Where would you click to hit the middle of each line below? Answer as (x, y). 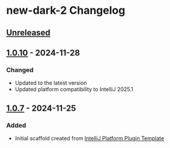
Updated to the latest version (51, 83)
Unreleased (29, 33)
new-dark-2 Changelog (66, 10)
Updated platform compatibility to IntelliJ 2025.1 (74, 89)
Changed (20, 70)
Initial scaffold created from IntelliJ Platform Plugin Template (90, 138)
